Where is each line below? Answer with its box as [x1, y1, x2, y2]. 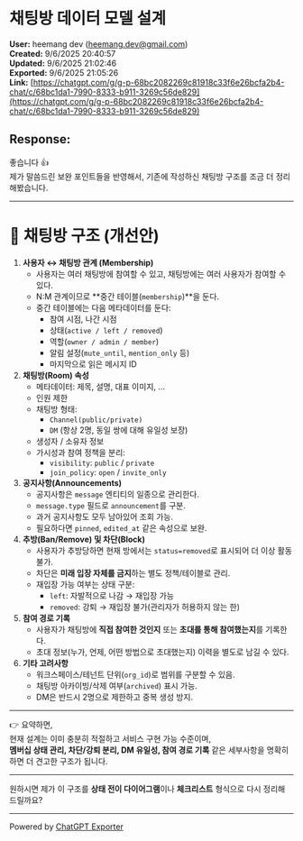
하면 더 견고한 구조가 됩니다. [9, 755, 108, 766]
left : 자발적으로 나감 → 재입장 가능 [49, 590, 174, 600]
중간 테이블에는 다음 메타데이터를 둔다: [35, 302, 171, 313]
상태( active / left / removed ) [49, 325, 164, 335]
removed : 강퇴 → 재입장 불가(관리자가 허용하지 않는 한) [49, 601, 241, 612]
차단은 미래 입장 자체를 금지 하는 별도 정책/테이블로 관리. [35, 567, 231, 578]
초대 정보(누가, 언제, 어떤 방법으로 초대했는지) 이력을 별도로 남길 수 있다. [35, 646, 289, 657]
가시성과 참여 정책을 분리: [35, 447, 126, 458]
